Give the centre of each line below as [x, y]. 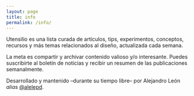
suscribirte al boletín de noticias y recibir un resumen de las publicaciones [97, 63]
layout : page [22, 11]
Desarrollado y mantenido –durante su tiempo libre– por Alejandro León [93, 81]
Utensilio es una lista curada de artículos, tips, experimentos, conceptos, [95, 39]
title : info [21, 17]
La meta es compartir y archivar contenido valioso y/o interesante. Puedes [97, 57]
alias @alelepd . [25, 87]
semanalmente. [25, 69]
